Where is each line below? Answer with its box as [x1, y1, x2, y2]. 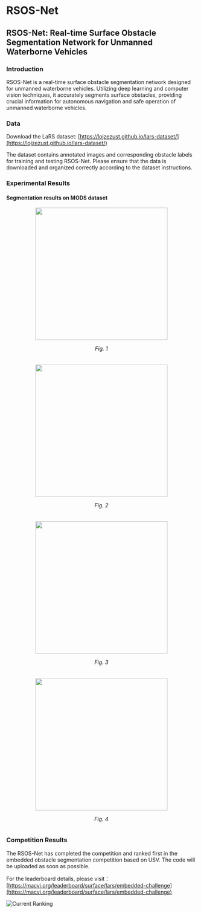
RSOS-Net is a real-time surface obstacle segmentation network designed [6, 78, 191, 85]
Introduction [6, 65, 43, 73]
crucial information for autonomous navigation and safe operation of [6, 97, 176, 105]
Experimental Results [6, 179, 71, 187]
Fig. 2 [94, 502, 109, 509]
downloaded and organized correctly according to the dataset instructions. [6, 164, 193, 171]
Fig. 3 [94, 658, 109, 666]
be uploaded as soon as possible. [6, 862, 90, 869]
